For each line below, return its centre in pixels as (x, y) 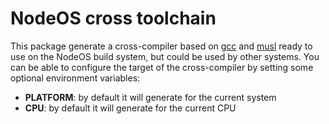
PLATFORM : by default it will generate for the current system (150, 97)
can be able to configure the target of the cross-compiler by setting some (162, 67)
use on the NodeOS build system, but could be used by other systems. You (165, 56)
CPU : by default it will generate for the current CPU (130, 108)
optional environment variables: (75, 78)
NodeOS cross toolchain (113, 18)
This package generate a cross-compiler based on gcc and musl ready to (161, 46)
